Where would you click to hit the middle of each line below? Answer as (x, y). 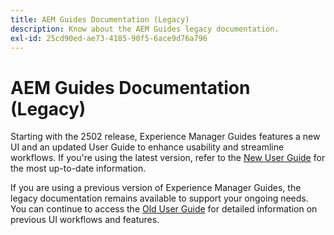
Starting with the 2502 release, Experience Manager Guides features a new (165, 137)
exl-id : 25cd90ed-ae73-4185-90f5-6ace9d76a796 (109, 38)
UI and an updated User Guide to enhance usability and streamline (147, 147)
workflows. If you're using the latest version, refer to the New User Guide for (168, 158)
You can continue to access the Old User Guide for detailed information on (164, 209)
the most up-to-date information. (78, 168)
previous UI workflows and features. (85, 220)
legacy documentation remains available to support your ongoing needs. (159, 198)
